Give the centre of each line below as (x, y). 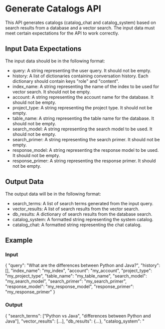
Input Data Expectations (43, 49)
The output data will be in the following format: (53, 194)
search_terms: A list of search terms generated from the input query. (83, 203)
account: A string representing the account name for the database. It (83, 97)
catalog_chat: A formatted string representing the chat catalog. (77, 225)
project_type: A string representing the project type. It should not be (82, 107)
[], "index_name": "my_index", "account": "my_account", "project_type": (79, 271)
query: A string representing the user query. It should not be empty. (82, 70)
